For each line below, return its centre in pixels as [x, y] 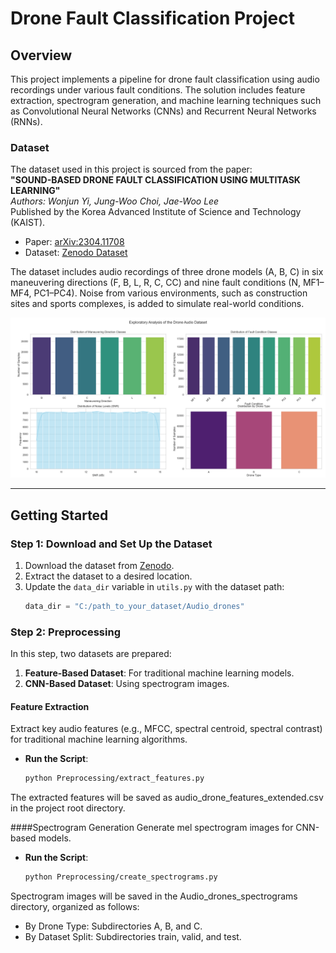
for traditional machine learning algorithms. [99, 739]
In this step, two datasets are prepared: [91, 654]
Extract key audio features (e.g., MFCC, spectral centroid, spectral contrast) [166, 729]
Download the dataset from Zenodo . [99, 565]
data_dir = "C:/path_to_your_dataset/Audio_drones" [134, 606]
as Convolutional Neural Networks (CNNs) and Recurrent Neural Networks [163, 111]
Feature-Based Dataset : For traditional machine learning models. [159, 673]
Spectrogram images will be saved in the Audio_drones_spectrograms [154, 896]
